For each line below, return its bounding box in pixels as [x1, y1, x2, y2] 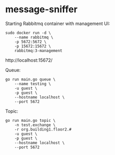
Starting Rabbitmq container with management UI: [5, 20, 110, 27]
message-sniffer [5, 4, 78, 15]
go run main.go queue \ [5, 76, 56, 82]
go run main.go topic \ [5, 118, 56, 123]
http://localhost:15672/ [5, 57, 53, 63]
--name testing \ [14, 81, 51, 86]
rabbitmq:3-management [14, 48, 63, 53]
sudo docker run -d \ [5, 30, 51, 35]
